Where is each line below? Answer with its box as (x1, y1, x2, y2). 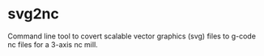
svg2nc (7, 5, 60, 23)
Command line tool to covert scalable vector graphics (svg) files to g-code (7, 31, 257, 41)
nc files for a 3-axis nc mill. (7, 39, 98, 49)
